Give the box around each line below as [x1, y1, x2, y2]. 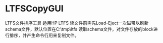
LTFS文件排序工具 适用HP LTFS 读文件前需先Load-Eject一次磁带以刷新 [5, 20, 149, 26]
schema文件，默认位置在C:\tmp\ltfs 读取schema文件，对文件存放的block [5, 26, 154, 32]
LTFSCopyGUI [5, 3, 64, 14]
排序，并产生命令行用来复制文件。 [9, 32, 79, 38]
